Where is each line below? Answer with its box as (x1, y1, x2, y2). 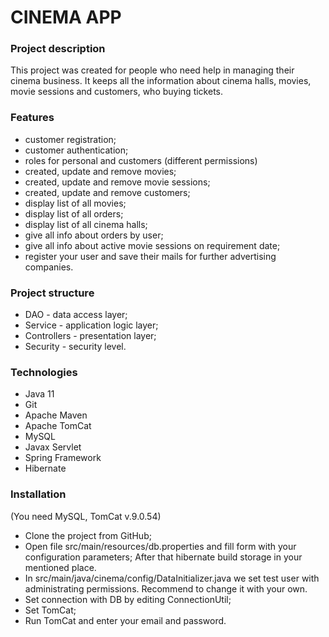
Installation (10, 487, 67, 501)
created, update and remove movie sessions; (24, 176, 211, 188)
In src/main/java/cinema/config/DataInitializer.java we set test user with (24, 572, 320, 584)
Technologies (10, 366, 78, 379)
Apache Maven (24, 409, 88, 421)
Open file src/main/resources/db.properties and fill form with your (24, 540, 297, 552)
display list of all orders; (24, 207, 124, 220)
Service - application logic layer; (24, 319, 159, 331)
